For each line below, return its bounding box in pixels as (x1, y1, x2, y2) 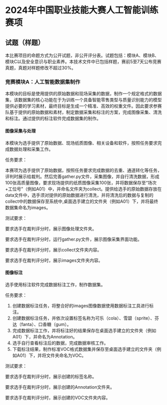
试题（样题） (5, 38, 45, 47)
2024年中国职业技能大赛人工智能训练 (5, 4, 159, 16)
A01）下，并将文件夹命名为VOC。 (16, 352, 86, 358)
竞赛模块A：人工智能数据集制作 (5, 78, 81, 85)
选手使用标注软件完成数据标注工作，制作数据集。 (5, 281, 105, 287)
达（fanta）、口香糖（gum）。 (12, 321, 72, 327)
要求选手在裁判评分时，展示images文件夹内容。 (5, 257, 103, 263)
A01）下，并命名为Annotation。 (12, 333, 78, 339)
